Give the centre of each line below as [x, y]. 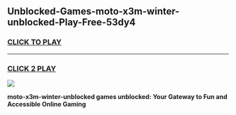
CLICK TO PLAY [34, 43]
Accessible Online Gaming [47, 104]
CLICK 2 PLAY [32, 68]
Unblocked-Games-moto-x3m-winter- [93, 11]
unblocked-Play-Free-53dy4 [72, 23]
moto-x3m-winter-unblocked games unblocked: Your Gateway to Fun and [117, 96]
